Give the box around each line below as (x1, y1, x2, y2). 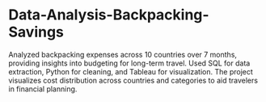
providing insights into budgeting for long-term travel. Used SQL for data (8, 58, 251, 68)
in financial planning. (8, 83, 78, 94)
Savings (8, 23, 65, 41)
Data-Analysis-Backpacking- (8, 6, 209, 24)
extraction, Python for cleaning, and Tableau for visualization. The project (8, 66, 253, 76)
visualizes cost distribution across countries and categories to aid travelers (8, 75, 259, 85)
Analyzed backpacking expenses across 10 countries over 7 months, (8, 49, 237, 59)
